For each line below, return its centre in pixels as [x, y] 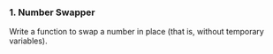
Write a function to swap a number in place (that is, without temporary [137, 32]
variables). [28, 41]
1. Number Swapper [52, 12]
